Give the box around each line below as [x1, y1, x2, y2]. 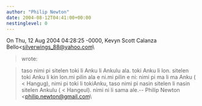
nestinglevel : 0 [6, 20, 48, 26]
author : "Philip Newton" [6, 9, 70, 15]
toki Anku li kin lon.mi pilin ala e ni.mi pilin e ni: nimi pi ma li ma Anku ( [21, 74, 197, 81]
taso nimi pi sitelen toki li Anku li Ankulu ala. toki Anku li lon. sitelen [21, 67, 189, 74]
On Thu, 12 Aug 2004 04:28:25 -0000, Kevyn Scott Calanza [6, 37, 157, 44]
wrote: [21, 55, 38, 63]
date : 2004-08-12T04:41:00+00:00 [6, 15, 92, 21]
